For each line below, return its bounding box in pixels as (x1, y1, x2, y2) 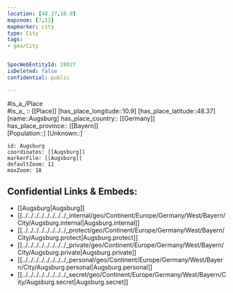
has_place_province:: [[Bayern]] (7, 121, 99, 129)
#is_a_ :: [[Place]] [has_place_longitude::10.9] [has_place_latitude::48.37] (7, 106, 216, 115)
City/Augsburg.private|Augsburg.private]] (17, 248, 137, 257)
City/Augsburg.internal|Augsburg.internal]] (17, 219, 140, 227)
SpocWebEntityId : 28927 (7, 61, 77, 68)
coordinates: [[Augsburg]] (7, 148, 86, 155)
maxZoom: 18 (7, 166, 42, 174)
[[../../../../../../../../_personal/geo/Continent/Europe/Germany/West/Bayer (17, 255, 224, 264)
